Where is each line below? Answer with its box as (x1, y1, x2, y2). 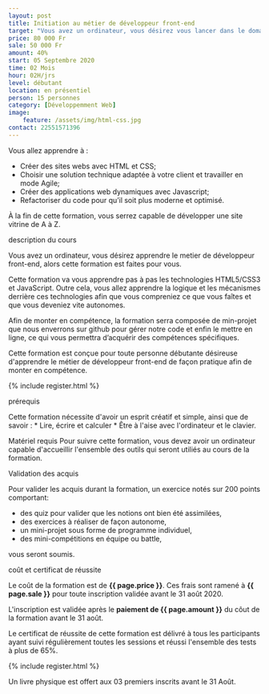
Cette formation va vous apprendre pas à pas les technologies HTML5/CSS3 (8, 274, 261, 284)
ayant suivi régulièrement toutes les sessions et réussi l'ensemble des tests (8, 637, 257, 647)
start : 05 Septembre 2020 (8, 57, 94, 65)
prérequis (8, 396, 40, 406)
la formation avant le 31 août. (8, 613, 104, 623)
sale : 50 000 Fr (8, 42, 62, 50)
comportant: (8, 493, 50, 502)
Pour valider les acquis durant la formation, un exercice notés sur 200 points (8, 484, 261, 493)
